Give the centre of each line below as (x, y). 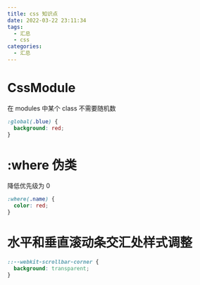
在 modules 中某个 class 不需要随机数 (62, 108)
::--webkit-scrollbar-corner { (53, 262)
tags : (15, 27)
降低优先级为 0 (29, 186)
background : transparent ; (52, 268)
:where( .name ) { (31, 199)
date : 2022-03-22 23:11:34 (47, 20)
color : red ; (31, 206)
